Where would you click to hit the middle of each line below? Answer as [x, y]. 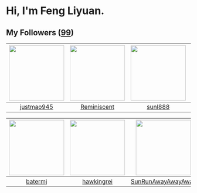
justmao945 [37, 107]
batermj [37, 182]
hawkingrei [97, 182]
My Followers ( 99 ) [40, 33]
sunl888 [158, 107]
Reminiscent [97, 107]
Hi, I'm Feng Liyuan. [55, 11]
